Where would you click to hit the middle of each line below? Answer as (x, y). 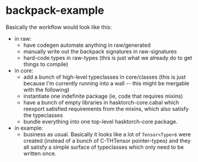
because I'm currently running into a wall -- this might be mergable (107, 83)
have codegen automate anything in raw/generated (87, 45)
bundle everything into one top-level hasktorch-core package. (101, 121)
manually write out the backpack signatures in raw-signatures (100, 51)
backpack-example (55, 10)
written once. (40, 153)
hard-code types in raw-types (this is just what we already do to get (108, 58)
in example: (29, 128)
